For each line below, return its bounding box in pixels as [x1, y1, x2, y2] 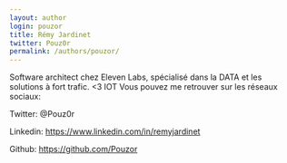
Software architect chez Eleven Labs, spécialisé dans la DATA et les [9, 72, 262, 82]
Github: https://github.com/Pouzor [9, 144, 138, 155]
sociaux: [9, 91, 41, 102]
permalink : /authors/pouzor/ [9, 47, 120, 56]
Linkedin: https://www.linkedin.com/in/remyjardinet [9, 126, 201, 137]
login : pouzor [9, 22, 64, 31]
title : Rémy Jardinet [9, 30, 92, 39]
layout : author [9, 13, 67, 23]
